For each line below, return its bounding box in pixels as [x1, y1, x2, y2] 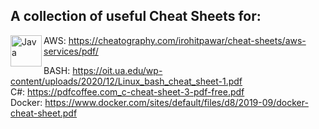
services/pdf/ [43, 45, 99, 57]
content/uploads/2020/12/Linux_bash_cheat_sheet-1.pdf [10, 75, 243, 87]
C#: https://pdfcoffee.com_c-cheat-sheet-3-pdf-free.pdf [10, 85, 245, 98]
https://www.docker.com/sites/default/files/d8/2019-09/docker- [44, 96, 309, 108]
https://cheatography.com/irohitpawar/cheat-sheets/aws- [68, 34, 307, 46]
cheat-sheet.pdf [10, 107, 78, 119]
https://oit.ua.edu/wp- [72, 64, 163, 76]
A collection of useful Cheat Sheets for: [10, 8, 262, 25]
